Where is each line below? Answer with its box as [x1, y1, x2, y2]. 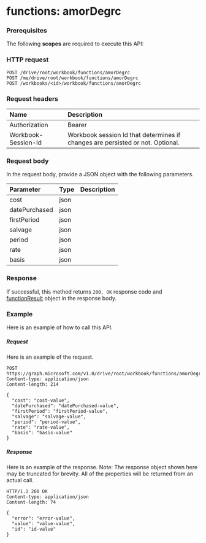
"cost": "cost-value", [12, 397, 70, 404]
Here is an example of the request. [6, 353, 94, 361]
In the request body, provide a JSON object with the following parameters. [6, 171, 194, 178]
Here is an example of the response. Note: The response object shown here [6, 463, 198, 471]
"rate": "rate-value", [12, 424, 70, 431]
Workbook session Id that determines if [67, 131, 181, 139]
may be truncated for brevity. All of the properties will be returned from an [6, 470, 194, 477]
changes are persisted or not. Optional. [67, 138, 180, 147]
